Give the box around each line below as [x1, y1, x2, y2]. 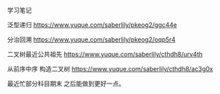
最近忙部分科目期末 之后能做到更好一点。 [7, 79, 125, 88]
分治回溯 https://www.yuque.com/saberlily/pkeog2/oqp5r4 [7, 35, 176, 44]
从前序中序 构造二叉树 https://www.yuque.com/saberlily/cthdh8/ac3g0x [7, 65, 214, 73]
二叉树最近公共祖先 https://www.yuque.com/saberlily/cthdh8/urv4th [7, 50, 203, 58]
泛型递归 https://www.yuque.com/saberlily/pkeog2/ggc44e [7, 21, 178, 29]
